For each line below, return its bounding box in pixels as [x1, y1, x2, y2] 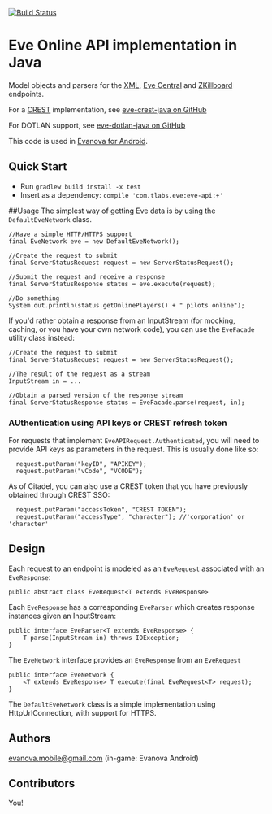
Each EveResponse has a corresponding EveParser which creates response [8, 602, 256, 612]
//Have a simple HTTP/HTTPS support [8, 230, 132, 238]
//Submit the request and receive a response [8, 272, 165, 281]
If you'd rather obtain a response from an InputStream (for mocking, [8, 316, 235, 325]
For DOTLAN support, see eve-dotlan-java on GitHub [8, 120, 186, 130]
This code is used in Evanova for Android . [8, 136, 149, 146]
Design [8, 542, 45, 556]
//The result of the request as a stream [8, 370, 151, 378]
